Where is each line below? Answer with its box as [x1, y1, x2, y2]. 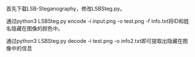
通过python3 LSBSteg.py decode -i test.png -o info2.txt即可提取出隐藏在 [6, 38, 183, 44]
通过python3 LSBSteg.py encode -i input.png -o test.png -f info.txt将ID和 [6, 18, 184, 25]
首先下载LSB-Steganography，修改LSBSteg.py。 [6, 5, 125, 12]
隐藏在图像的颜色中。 [11, 25, 63, 32]
